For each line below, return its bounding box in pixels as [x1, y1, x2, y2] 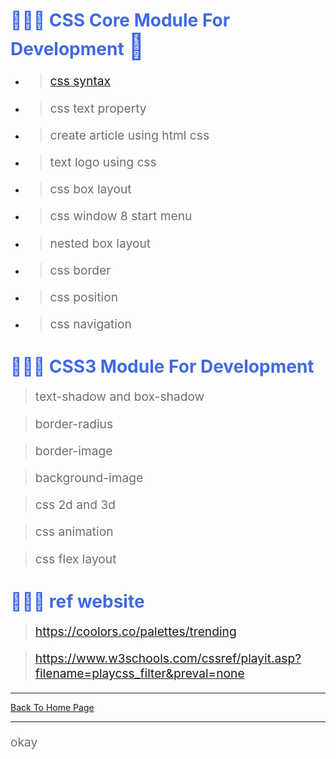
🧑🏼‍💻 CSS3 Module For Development [10, 355, 315, 378]
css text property [49, 100, 147, 116]
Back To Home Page [10, 702, 95, 714]
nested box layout [49, 235, 152, 251]
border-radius [34, 415, 114, 432]
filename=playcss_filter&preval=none [34, 665, 245, 682]
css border [49, 262, 112, 278]
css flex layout [34, 550, 117, 567]
